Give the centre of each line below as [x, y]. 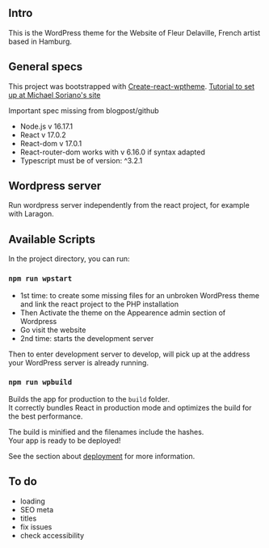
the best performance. [46, 416]
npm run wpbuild [40, 382]
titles [28, 518]
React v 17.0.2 [43, 135]
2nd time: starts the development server [87, 338]
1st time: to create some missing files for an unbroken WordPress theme [140, 295]
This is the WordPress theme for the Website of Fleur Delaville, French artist [134, 32]
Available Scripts [52, 239]
